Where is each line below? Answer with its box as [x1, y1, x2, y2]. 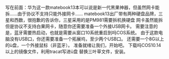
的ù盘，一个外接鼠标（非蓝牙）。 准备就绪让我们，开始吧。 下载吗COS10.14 [5, 42, 161, 48]
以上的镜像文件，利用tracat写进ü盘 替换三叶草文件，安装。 [5, 48, 128, 54]
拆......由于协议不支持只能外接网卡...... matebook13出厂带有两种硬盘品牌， [5, 11, 159, 17]
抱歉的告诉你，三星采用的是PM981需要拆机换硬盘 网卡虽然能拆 [31, 17, 163, 23]
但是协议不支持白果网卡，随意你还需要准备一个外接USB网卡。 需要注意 [5, 23, 154, 29]
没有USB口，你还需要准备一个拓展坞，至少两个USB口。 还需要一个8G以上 [9, 36, 164, 42]
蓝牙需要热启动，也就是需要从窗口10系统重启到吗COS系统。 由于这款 [14, 30, 159, 35]
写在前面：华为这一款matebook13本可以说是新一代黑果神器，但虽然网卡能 [5, 5, 160, 10]
